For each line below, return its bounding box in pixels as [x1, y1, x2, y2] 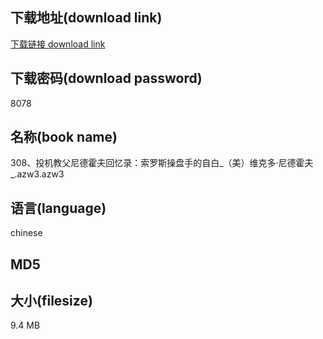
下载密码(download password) [10, 70, 203, 87]
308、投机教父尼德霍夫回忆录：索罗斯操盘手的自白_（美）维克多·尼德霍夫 [10, 157, 314, 169]
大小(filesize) [10, 293, 93, 310]
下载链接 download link [10, 38, 106, 50]
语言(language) [10, 199, 107, 217]
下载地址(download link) [10, 9, 163, 27]
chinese [10, 227, 43, 239]
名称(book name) [10, 129, 118, 146]
